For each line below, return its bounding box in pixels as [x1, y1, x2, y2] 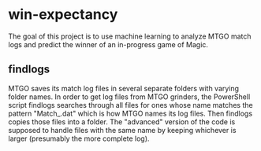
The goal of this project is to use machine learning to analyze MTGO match [8, 31, 252, 41]
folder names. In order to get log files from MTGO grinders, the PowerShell [8, 92, 251, 101]
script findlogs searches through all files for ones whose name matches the [8, 100, 254, 109]
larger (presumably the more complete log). [8, 134, 150, 143]
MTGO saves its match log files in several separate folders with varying [8, 83, 239, 93]
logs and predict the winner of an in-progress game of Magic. [8, 39, 209, 49]
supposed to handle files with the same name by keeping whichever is [8, 125, 237, 134]
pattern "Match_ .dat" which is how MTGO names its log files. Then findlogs [8, 109, 253, 118]
